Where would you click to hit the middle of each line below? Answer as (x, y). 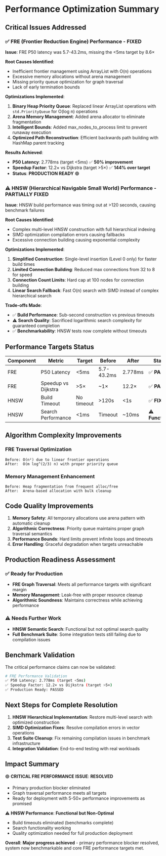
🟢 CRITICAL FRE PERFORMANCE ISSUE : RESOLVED (59, 776)
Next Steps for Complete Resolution (62, 705)
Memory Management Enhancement (50, 476)
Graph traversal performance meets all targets (59, 793)
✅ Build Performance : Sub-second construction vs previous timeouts (83, 315)
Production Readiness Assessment (60, 560)
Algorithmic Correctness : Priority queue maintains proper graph (78, 528)
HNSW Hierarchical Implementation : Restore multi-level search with (82, 717)
